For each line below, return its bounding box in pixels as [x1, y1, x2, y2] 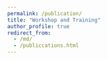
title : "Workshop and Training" [7, 17, 101, 23]
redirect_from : [7, 29, 51, 37]
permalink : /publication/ [7, 10, 82, 17]
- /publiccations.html [13, 42, 79, 49]
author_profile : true [7, 23, 70, 30]
